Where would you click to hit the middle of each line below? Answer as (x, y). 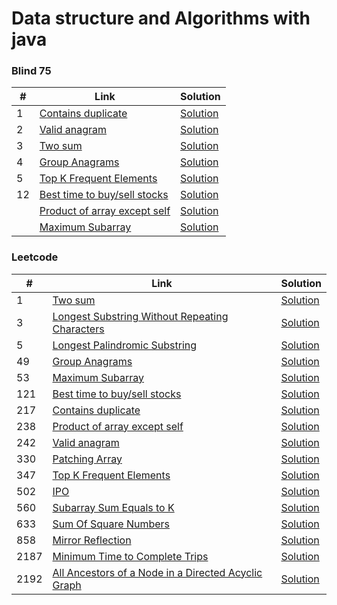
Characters (78, 329)
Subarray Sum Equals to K (113, 507)
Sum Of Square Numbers (111, 524)
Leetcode (35, 257)
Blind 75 (31, 71)
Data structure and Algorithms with (161, 18)
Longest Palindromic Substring (125, 345)
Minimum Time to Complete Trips (130, 556)
